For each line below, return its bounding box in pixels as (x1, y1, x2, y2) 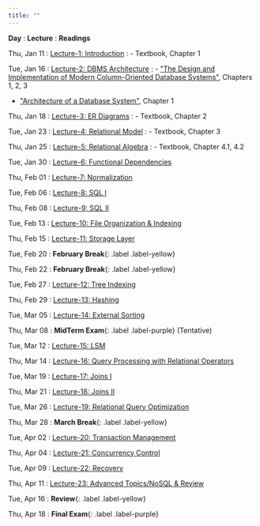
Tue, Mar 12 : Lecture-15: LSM (8, 340, 106, 350)
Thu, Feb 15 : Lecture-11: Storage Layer (8, 234, 136, 243)
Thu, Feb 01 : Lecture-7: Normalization (8, 172, 133, 182)
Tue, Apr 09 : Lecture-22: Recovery (8, 463, 124, 472)
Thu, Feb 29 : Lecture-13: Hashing (8, 295, 120, 304)
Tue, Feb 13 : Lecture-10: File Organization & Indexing (8, 218, 182, 227)
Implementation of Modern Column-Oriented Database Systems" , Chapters (8, 72, 253, 81)
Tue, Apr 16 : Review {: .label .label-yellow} (8, 494, 146, 503)
